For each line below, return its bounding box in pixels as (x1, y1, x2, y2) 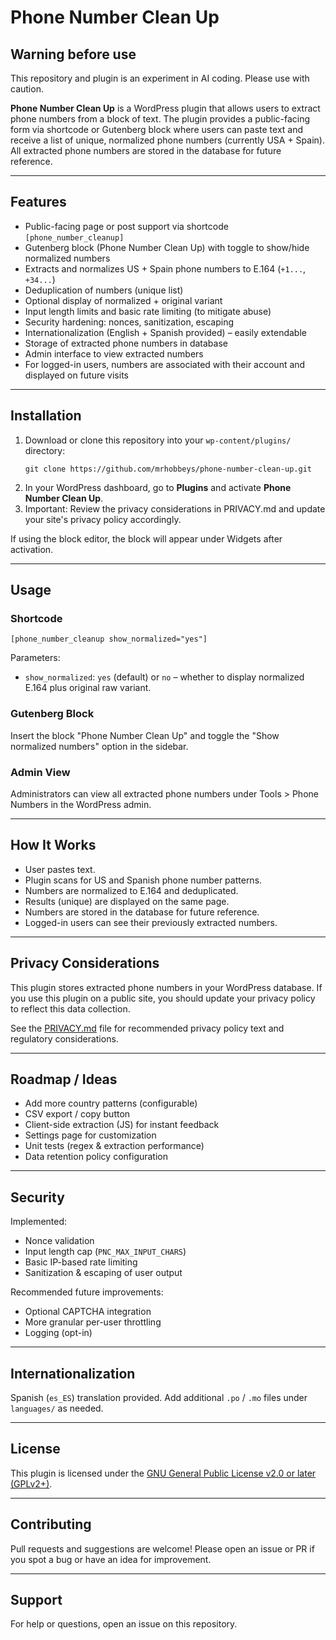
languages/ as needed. (10, 1402, 104, 1414)
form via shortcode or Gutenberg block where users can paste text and (10, 124, 304, 135)
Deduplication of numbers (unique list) (24, 284, 184, 296)
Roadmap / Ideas (10, 1071, 118, 1088)
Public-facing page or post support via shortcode (24, 220, 229, 232)
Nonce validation (24, 1235, 95, 1247)
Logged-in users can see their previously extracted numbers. (24, 916, 278, 928)
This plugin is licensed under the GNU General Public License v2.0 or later (10, 1467, 317, 1479)
